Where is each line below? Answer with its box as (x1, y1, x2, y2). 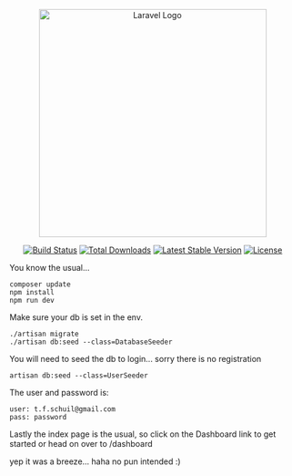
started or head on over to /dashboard (9, 439, 153, 449)
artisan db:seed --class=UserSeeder (9, 371, 148, 380)
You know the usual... (9, 263, 90, 273)
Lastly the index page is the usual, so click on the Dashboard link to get (9, 429, 277, 440)
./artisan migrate (9, 329, 79, 338)
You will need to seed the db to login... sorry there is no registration (9, 354, 262, 364)
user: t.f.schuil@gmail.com (9, 405, 116, 414)
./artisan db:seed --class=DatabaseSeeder (9, 337, 173, 347)
